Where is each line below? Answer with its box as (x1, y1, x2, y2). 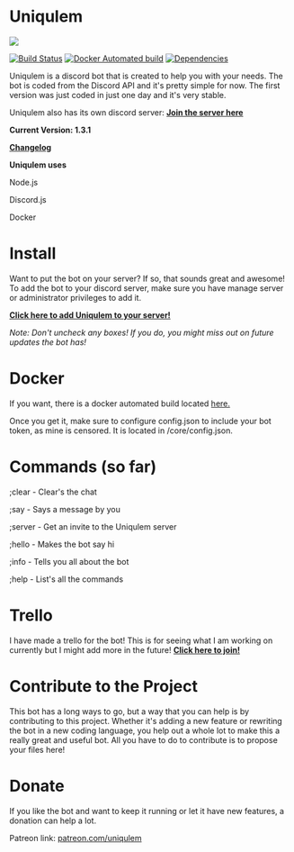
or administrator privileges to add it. (9, 292, 142, 303)
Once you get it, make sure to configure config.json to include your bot (9, 415, 272, 426)
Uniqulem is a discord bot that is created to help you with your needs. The (9, 70, 283, 81)
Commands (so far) (9, 457, 157, 476)
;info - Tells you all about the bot (9, 556, 129, 566)
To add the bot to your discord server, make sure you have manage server (9, 282, 284, 294)
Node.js (9, 177, 39, 187)
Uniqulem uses (9, 159, 67, 170)
